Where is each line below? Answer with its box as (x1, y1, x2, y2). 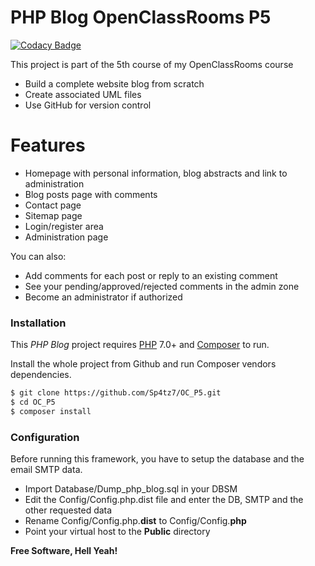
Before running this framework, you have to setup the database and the (10, 453, 305, 465)
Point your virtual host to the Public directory (24, 526, 211, 538)
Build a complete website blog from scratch (24, 77, 205, 90)
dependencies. (10, 369, 72, 381)
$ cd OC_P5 (10, 397, 56, 408)
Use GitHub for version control (24, 99, 152, 111)
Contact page (24, 199, 82, 211)
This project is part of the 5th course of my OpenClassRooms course (10, 58, 294, 70)
